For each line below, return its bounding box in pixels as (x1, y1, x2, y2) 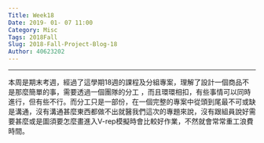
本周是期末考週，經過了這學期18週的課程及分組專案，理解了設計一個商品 (8, 77, 243, 87)
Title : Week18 (8, 11, 55, 20)
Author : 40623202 (8, 48, 65, 55)
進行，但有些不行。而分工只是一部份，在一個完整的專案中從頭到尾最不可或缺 (8, 97, 256, 106)
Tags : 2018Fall (8, 33, 58, 41)
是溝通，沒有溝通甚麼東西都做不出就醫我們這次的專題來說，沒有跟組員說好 (8, 107, 249, 116)
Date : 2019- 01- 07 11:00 (8, 19, 93, 27)
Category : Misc (8, 26, 58, 34)
